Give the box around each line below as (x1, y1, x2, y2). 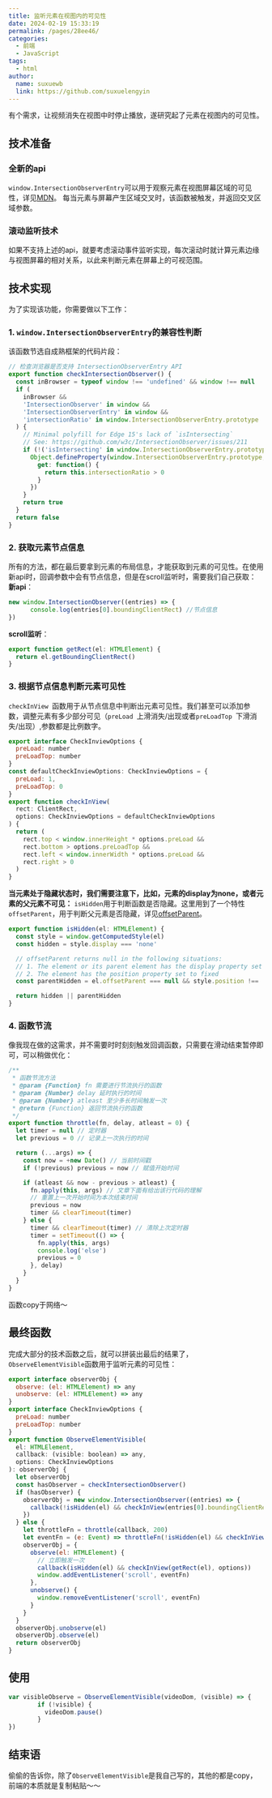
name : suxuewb (15, 79, 63, 88)
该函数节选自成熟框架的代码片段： (8, 346, 122, 357)
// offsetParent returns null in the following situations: (15, 954, 223, 963)
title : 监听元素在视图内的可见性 (8, 11, 107, 20)
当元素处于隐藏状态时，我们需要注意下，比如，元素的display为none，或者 (8, 888, 257, 898)
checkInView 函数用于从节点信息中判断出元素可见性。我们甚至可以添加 (8, 700, 244, 710)
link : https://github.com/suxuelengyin (15, 87, 151, 96)
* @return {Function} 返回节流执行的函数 (11, 1104, 143, 1112)
